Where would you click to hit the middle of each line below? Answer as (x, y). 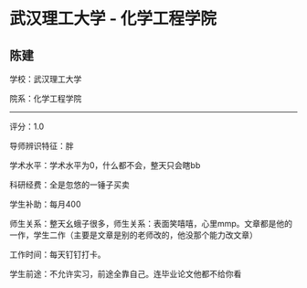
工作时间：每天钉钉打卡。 (58, 254)
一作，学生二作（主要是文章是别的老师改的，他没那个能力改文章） (133, 235)
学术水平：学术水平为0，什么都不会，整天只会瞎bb (105, 165)
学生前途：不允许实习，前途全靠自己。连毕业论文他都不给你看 (126, 274)
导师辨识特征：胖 (42, 146)
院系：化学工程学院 (46, 98)
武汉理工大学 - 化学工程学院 (113, 19)
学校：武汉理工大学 (46, 79)
